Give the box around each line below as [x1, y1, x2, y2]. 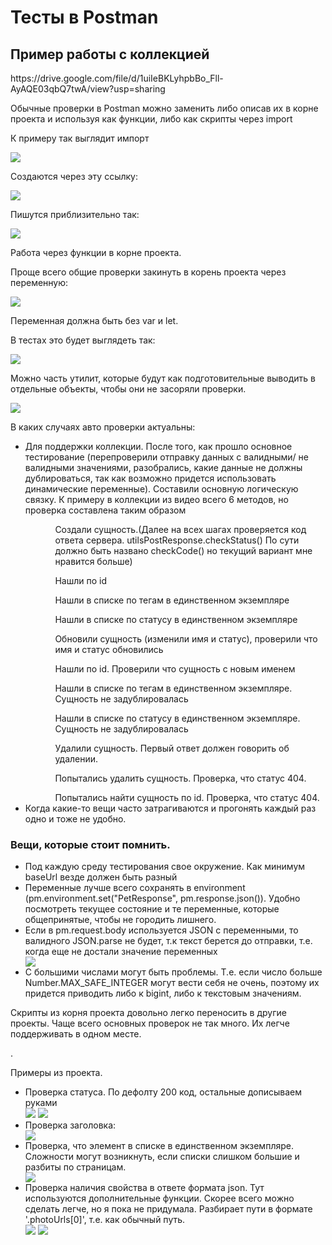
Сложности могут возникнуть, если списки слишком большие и [24, 1151, 300, 1163]
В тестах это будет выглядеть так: [10, 334, 156, 346]
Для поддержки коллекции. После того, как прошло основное [24, 441, 293, 452]
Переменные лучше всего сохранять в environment [24, 882, 246, 894]
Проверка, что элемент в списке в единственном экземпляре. [24, 1140, 294, 1152]
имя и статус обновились [54, 644, 164, 655]
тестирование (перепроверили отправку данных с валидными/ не [24, 451, 309, 463]
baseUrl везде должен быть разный [24, 871, 178, 883]
